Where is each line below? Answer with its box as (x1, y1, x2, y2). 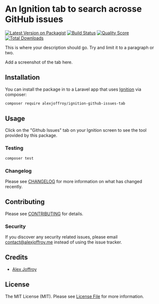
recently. (5, 183, 23, 189)
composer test (5, 156, 34, 161)
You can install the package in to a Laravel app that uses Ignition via (5, 86, 141, 92)
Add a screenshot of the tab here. (5, 59, 73, 65)
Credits (5, 253, 28, 262)
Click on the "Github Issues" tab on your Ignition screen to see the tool (5, 127, 147, 133)
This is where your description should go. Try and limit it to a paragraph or (5, 44, 155, 50)
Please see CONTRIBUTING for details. (5, 211, 84, 217)
